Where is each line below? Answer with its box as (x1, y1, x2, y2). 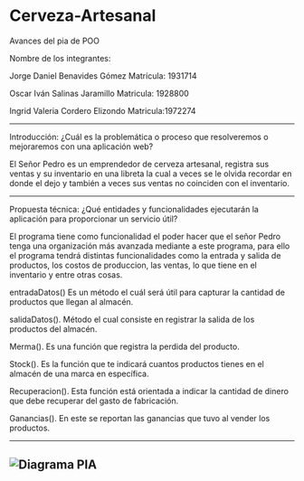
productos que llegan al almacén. (9, 296, 134, 307)
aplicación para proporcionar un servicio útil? (9, 213, 178, 224)
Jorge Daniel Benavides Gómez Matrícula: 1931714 (9, 70, 197, 81)
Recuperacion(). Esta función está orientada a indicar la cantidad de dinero (9, 385, 290, 396)
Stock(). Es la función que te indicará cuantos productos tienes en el (9, 358, 264, 369)
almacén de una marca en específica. (9, 368, 149, 379)
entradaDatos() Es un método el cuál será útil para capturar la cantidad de (9, 287, 285, 297)
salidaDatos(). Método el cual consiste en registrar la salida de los (9, 314, 255, 325)
